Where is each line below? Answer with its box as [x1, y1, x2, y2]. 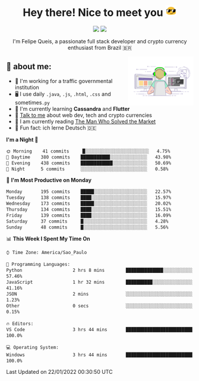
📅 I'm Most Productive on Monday [6, 176, 92, 183]
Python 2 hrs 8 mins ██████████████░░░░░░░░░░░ [6, 267, 193, 273]
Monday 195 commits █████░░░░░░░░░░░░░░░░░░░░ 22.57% [6, 189, 171, 195]
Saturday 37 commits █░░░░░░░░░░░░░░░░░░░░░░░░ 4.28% [6, 218, 169, 224]
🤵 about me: [6, 62, 52, 72]
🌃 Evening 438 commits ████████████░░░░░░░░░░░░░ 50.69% [6, 160, 171, 166]
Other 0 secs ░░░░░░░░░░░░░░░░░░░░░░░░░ [6, 303, 193, 309]
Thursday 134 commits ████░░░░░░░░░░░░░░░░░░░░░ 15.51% [6, 207, 171, 212]
